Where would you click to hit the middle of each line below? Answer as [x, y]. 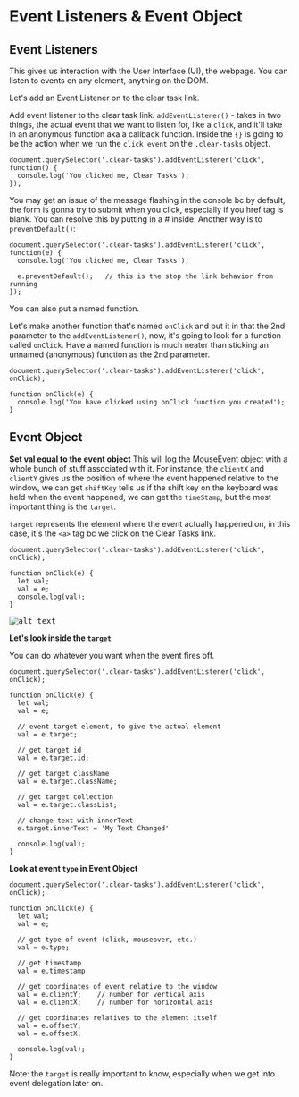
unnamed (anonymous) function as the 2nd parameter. [110, 354]
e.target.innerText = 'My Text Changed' [93, 828]
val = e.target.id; [54, 758]
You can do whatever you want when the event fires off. [112, 655]
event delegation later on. [56, 1083]
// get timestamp [50, 963]
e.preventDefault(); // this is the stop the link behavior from [145, 276]
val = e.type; [43, 947]
